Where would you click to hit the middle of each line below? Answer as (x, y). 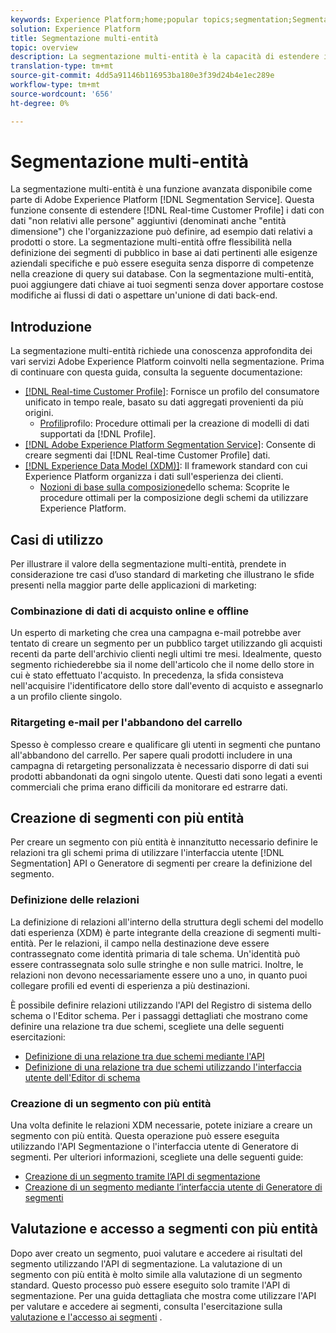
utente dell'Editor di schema (82, 1077)
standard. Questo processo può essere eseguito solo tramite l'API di (150, 1285)
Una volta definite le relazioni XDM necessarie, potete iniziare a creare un (161, 1125)
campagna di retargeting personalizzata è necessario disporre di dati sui (159, 765)
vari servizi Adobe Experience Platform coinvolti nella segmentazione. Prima (167, 362)
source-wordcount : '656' (62, 94)
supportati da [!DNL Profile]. (98, 434)
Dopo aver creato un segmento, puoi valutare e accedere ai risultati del (156, 1253)
